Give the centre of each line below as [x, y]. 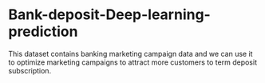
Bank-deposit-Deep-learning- [110, 15]
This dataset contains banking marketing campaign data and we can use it [131, 53]
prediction [43, 32]
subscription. [30, 70]
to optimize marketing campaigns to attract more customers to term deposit [133, 62]
